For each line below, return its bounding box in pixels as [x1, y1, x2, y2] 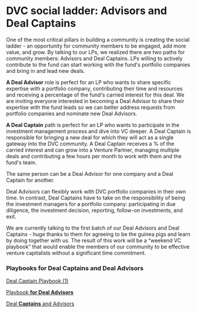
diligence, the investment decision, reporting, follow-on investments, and [6, 207, 183, 214]
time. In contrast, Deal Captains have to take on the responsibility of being [6, 194, 185, 201]
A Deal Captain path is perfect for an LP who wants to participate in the [6, 121, 180, 128]
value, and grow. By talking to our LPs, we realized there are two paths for [6, 48, 185, 55]
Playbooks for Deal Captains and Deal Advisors [6, 264, 144, 272]
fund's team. [6, 159, 37, 166]
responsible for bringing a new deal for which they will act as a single [6, 134, 174, 141]
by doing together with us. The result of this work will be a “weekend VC [6, 237, 182, 244]
